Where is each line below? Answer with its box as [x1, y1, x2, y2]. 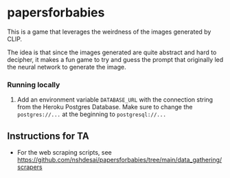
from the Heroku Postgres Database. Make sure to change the [16, 103, 193, 111]
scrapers [16, 163, 43, 171]
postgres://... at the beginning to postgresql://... [16, 110, 167, 118]
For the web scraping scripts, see [16, 148, 112, 157]
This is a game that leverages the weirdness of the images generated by [7, 27, 211, 36]
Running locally [7, 80, 60, 89]
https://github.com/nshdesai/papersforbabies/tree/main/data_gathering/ [16, 156, 222, 164]
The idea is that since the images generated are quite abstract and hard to [7, 48, 217, 56]
